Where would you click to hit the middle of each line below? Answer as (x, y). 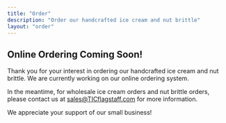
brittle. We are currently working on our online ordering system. (98, 78)
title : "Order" (29, 13)
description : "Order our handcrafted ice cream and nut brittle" (104, 20)
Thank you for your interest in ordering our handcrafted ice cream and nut (113, 71)
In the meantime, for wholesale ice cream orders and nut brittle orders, (108, 92)
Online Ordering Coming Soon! (75, 54)
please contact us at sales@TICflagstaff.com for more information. (103, 99)
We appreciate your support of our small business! (80, 113)
